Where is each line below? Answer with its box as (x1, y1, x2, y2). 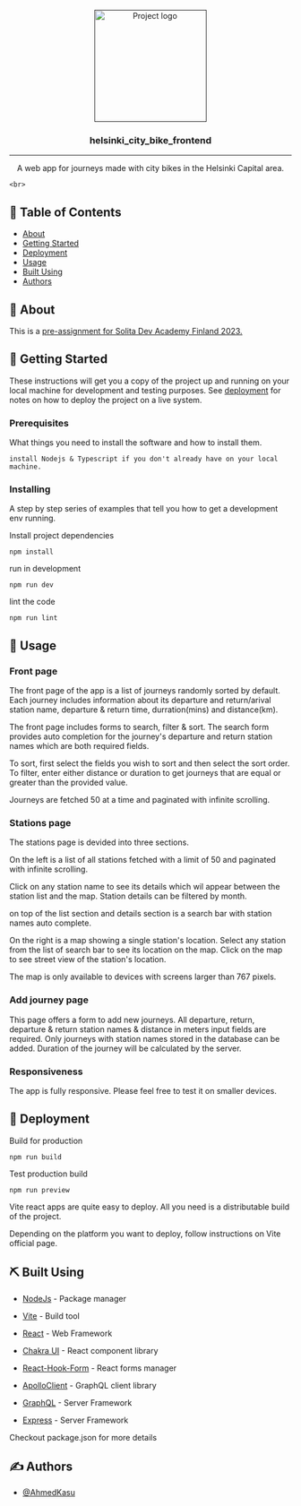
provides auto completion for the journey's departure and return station (9, 731, 273, 742)
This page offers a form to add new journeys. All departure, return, (9, 1014, 255, 1025)
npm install (9, 547, 54, 556)
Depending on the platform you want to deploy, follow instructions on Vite (9, 1228, 281, 1239)
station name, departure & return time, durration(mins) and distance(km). (9, 704, 279, 715)
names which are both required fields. (9, 741, 150, 752)
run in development (9, 564, 82, 574)
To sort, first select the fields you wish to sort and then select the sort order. (9, 758, 290, 769)
